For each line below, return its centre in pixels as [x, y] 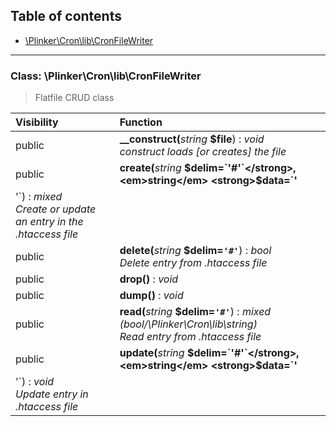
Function [141, 122]
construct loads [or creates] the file [203, 152]
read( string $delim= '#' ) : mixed [195, 312]
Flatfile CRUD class [74, 98]
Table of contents [66, 16]
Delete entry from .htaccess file [193, 263]
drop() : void [149, 279]
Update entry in [52, 394]
